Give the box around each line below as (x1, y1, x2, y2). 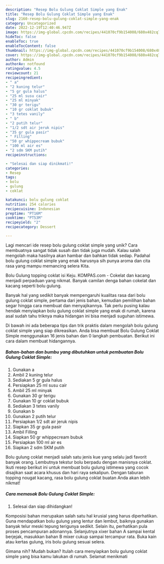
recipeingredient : (5, 75, 43, 80)
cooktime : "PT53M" (5, 215, 43, 220)
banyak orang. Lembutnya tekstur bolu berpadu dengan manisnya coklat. (5, 459, 153, 465)
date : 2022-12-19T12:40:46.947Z (5, 25, 71, 30)
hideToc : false (5, 35, 36, 40)
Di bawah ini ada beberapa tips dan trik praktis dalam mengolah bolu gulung (5, 322, 159, 328)
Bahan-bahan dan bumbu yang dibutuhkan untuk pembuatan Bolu (5, 349, 144, 355)
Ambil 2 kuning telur (12, 372, 53, 377)
